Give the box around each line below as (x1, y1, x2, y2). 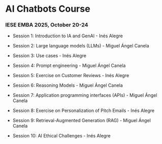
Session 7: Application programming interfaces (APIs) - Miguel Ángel (12, 92, 157, 99)
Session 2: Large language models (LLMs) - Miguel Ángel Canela (12, 43, 149, 49)
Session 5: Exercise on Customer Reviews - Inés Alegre (12, 73, 129, 79)
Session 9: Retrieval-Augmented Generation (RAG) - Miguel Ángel (12, 117, 151, 124)
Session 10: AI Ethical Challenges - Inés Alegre (12, 133, 111, 139)
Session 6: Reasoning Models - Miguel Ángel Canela (12, 82, 123, 88)
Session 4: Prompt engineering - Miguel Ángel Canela (12, 62, 126, 69)
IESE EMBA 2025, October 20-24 (5, 21, 88, 29)
